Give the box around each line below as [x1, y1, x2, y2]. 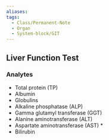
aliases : [6, 8, 28, 15]
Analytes [6, 71, 33, 79]
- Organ [11, 25, 31, 31]
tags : [6, 14, 20, 20]
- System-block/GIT [11, 31, 60, 37]
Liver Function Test [6, 53, 79, 63]
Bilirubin [14, 128, 35, 135]
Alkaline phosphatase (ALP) [14, 103, 83, 110]
